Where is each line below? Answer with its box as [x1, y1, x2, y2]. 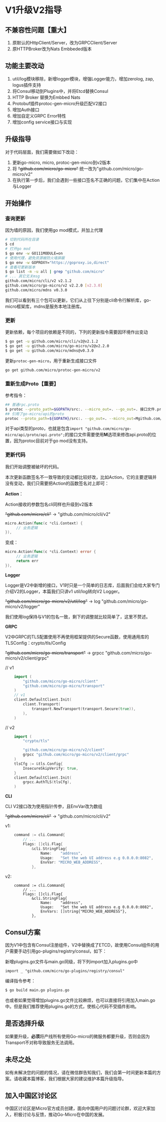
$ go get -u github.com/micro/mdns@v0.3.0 [5, 348, 94, 353]
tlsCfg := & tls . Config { [14, 761, 63, 766]
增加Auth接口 [12, 107, 40, 113]
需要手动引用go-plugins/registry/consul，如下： [9, 948, 107, 954]
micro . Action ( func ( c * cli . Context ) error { [5, 549, 96, 554]
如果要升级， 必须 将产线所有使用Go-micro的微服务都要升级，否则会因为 [5, 1033, 150, 1039]
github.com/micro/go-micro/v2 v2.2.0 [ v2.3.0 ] [5, 283, 103, 288]
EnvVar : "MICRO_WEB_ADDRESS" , [40, 860, 103, 865]
